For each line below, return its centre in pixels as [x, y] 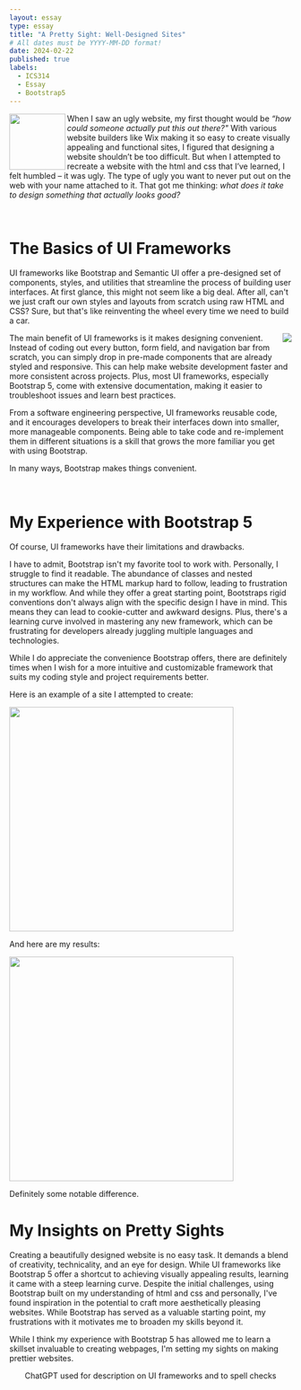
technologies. [34, 641]
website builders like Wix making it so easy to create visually [179, 137]
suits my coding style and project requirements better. [109, 677]
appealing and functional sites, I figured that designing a [171, 147]
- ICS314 [34, 76]
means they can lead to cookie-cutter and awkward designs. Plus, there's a [149, 612]
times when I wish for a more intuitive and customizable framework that [141, 668]
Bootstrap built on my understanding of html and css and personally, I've [143, 1293]
